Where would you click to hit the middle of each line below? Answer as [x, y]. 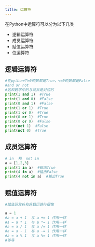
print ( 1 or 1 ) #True [27, 108]
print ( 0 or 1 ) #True [27, 117]
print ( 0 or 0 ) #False [28, 122]
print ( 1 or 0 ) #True [27, 112]
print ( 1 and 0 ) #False [29, 99]
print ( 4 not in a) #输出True [34, 176]
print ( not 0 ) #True [26, 131]
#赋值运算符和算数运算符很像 [29, 204]
